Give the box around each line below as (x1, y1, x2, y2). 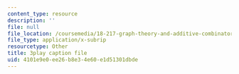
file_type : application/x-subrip (7, 37, 107, 44)
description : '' (7, 17, 55, 24)
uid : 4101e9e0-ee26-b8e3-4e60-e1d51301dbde (7, 56, 139, 63)
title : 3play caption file (7, 50, 87, 57)
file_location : (7, 30, 53, 37)
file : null (7, 23, 40, 30)
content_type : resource (7, 10, 78, 18)
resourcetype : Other (7, 43, 69, 50)
